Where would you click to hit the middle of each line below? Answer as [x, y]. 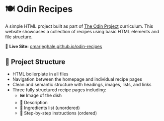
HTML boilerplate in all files [40, 74]
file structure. [19, 37]
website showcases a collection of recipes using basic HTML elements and [82, 31]
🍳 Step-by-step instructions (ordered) [58, 113]
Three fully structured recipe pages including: [59, 90]
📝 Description [34, 102]
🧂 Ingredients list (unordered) [50, 108]
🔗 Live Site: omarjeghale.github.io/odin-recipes [54, 46]
